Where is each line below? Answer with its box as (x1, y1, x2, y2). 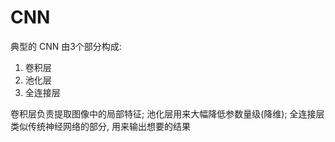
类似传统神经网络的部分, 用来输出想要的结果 (10, 120, 191, 132)
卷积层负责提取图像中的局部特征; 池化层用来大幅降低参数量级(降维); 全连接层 (10, 107, 325, 120)
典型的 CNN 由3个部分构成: (10, 40, 122, 52)
